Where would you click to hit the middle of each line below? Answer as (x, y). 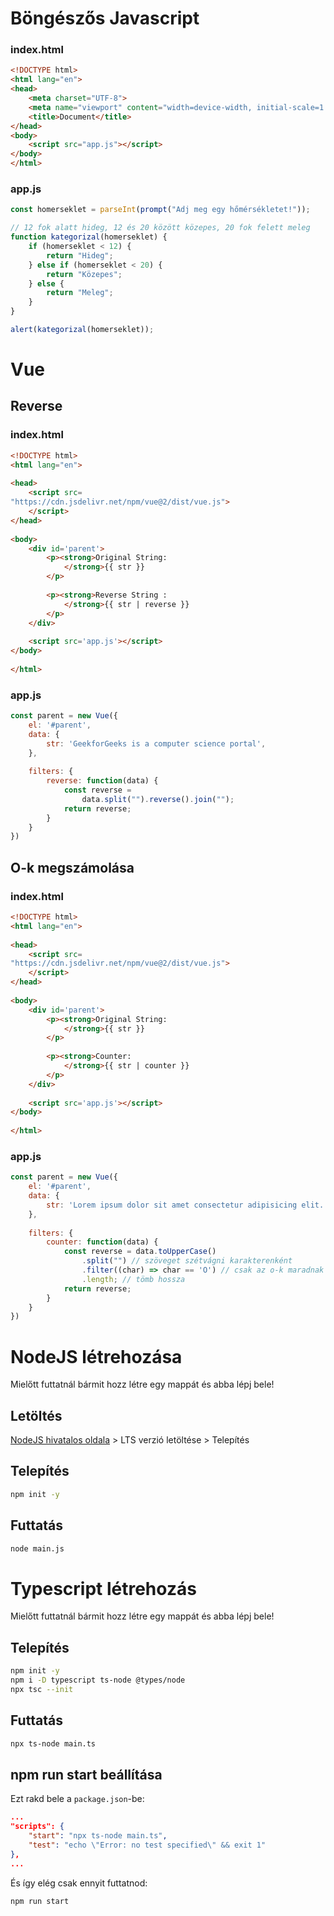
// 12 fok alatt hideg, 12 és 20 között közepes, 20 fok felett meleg (160, 228)
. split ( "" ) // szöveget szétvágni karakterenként (187, 1261)
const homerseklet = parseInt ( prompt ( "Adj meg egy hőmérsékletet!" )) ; (160, 210)
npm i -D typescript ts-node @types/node (98, 1680)
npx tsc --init (42, 1689)
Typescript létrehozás (103, 1588)
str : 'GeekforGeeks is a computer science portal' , (156, 743)
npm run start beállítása (86, 1774)
